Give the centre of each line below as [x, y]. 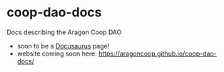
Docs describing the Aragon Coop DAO [64, 32]
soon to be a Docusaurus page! [63, 46]
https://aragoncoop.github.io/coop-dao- [157, 53]
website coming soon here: [57, 53]
